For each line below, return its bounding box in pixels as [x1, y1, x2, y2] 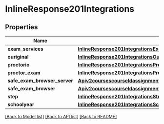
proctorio [7, 62, 30, 68]
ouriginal [7, 54, 29, 60]
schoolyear [7, 101, 35, 108]
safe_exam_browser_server [7, 77, 73, 84]
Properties [5, 23, 38, 31]
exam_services [7, 45, 44, 52]
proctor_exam [7, 69, 41, 76]
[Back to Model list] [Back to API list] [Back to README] [5, 114, 117, 119]
